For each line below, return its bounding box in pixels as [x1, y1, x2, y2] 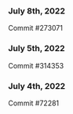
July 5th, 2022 [8, 43, 65, 54]
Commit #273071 [8, 24, 63, 33]
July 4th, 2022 [8, 80, 66, 91]
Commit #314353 [8, 61, 64, 70]
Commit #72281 [8, 98, 60, 108]
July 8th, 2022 [8, 6, 65, 17]
